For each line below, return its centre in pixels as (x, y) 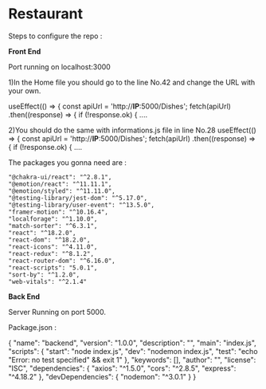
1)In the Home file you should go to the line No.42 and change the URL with (132, 82)
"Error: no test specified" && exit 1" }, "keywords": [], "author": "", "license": (132, 360)
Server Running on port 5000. (57, 312)
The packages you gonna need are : (68, 162)
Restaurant (46, 14)
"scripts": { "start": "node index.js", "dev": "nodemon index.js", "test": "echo (133, 351)
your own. (25, 90)
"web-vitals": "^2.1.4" (48, 281)
